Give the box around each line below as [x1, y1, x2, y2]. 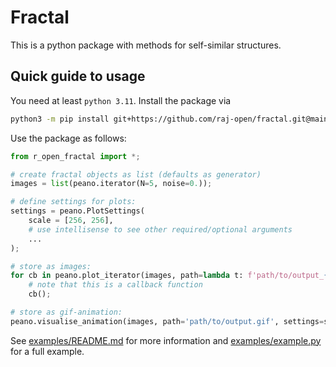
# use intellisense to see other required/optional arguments [28, 224, 293, 235]
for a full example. [10, 345, 85, 357]
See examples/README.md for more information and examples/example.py [10, 334, 322, 346]
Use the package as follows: [10, 132, 127, 144]
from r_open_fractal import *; [10, 151, 141, 161]
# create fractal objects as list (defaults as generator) [10, 169, 262, 180]
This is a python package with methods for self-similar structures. [10, 39, 282, 51]
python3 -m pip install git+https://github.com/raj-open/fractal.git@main [10, 114, 329, 124]
